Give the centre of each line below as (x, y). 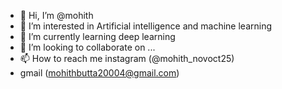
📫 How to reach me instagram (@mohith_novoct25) (127, 58)
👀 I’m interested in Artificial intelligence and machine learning (146, 26)
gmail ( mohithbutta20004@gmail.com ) (99, 73)
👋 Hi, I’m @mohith (56, 15)
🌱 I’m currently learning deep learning (97, 36)
